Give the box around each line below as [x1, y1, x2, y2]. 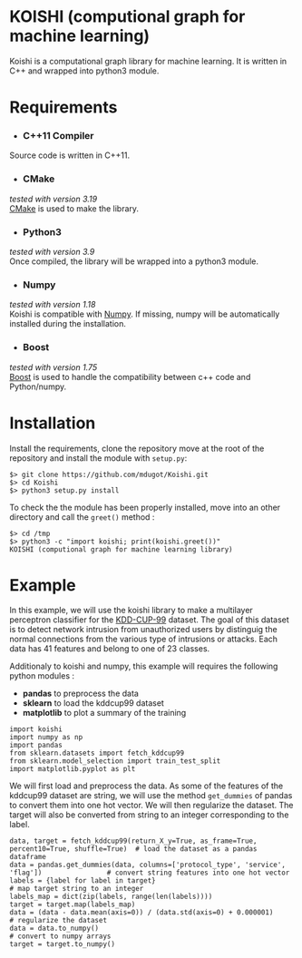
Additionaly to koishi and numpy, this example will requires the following [9, 660, 278, 672]
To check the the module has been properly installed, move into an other [9, 502, 281, 513]
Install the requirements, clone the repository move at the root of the [9, 443, 265, 454]
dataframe [9, 853, 47, 862]
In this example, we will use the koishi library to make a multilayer [9, 605, 254, 616]
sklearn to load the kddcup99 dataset [22, 698, 165, 709]
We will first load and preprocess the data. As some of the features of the [9, 780, 284, 791]
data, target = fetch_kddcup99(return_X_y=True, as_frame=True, [9, 836, 258, 846]
